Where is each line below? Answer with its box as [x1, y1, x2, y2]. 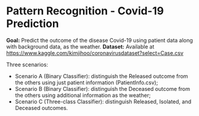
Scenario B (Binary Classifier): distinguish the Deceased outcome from [14, 85, 191, 92]
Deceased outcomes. [14, 104, 68, 111]
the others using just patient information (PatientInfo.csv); [14, 79, 158, 86]
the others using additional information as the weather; [14, 91, 151, 99]
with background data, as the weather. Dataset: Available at [6, 43, 155, 50]
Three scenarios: [6, 61, 48, 68]
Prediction [6, 17, 59, 30]
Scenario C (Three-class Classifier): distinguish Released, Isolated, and [14, 97, 192, 105]
